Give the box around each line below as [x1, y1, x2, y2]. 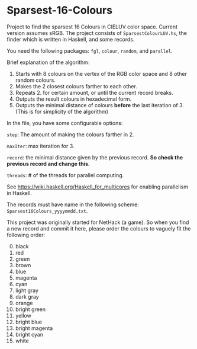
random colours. [15, 76, 56, 84]
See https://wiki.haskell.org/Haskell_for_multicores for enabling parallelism [7, 183, 189, 190]
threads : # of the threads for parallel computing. [7, 171, 124, 178]
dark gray [15, 293, 39, 300]
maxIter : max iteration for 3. [7, 142, 75, 149]
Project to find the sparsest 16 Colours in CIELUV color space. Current [7, 23, 178, 30]
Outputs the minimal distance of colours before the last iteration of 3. [15, 101, 184, 108]
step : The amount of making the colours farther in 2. [7, 131, 134, 138]
